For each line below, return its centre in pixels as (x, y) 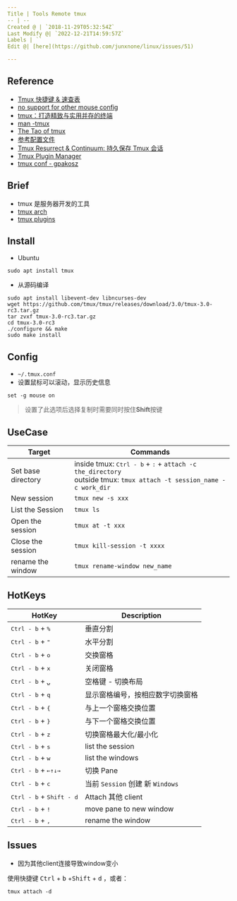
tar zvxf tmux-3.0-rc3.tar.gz (52, 317)
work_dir (96, 488)
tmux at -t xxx (99, 526)
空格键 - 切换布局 (114, 681)
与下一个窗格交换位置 (121, 721)
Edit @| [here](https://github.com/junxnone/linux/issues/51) (101, 47)
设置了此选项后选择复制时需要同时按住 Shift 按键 (93, 410)
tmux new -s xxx (101, 498)
